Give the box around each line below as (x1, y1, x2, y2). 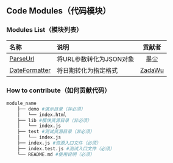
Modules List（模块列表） (6, 26, 83, 34)
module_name (6, 100, 37, 106)
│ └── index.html (17, 112, 67, 118)
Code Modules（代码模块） (6, 5, 111, 16)
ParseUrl (9, 54, 35, 63)
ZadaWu (139, 66, 164, 74)
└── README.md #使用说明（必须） (17, 151, 95, 158)
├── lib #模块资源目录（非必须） (17, 117, 92, 123)
